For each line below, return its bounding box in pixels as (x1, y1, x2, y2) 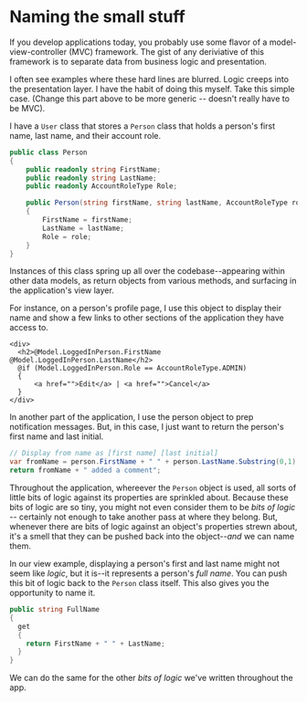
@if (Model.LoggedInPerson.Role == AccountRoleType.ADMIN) (17, 363, 248, 373)
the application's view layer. (9, 285, 114, 296)
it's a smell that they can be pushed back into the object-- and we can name (9, 531, 295, 542)
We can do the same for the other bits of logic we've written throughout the (9, 673, 294, 684)
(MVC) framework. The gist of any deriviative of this (68, 46, 265, 57)
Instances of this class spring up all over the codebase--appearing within (9, 266, 285, 277)
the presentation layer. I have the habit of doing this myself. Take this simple (9, 83, 295, 94)
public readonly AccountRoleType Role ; (26, 182, 178, 191)
